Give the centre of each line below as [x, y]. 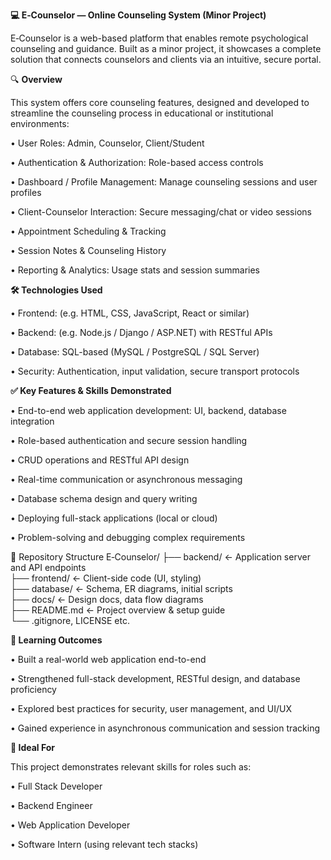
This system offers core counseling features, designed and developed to [160, 102]
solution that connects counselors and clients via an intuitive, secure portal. [166, 59]
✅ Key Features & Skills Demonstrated [91, 390]
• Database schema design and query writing [104, 498]
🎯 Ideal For [33, 747]
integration [32, 421]
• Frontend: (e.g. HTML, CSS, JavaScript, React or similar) [130, 313]
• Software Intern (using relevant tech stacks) [104, 844]
